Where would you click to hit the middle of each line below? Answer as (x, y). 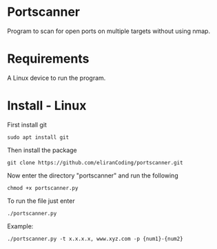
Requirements (48, 59)
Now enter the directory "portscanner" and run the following (93, 175)
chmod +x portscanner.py (43, 188)
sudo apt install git (38, 137)
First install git (27, 124)
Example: (20, 226)
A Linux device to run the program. (56, 78)
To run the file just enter (41, 201)
